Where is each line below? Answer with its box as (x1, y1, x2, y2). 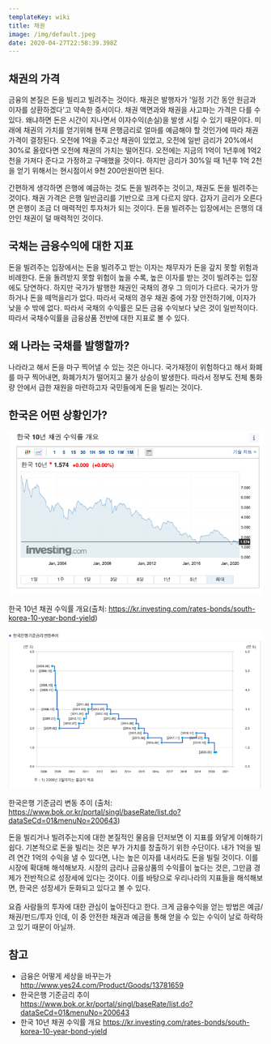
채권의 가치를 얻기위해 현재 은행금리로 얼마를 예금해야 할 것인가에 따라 (23, 126, 244, 135)
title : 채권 (8, 21, 46, 30)
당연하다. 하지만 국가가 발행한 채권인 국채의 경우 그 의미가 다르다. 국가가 (23, 282, 250, 292)
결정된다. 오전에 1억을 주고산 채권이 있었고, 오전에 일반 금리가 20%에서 (29, 135, 253, 145)
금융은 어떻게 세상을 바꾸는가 (19, 971, 112, 981)
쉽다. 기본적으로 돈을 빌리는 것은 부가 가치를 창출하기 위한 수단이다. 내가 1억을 (8, 842, 253, 852)
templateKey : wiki (8, 13, 70, 21)
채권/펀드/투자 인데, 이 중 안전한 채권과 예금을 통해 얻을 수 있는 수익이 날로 (8, 912, 242, 922)
